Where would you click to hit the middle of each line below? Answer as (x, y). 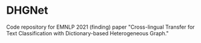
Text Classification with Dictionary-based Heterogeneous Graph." (88, 33)
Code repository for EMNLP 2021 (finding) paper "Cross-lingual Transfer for (101, 27)
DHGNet (27, 10)
